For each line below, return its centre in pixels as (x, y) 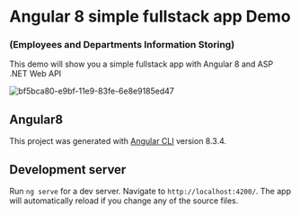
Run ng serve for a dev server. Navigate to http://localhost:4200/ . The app (150, 192)
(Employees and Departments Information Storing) (122, 45)
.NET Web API (35, 74)
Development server (68, 170)
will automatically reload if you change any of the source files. (124, 201)
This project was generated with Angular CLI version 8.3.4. (118, 141)
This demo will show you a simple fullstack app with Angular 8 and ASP (141, 64)
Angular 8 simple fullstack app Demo (150, 17)
